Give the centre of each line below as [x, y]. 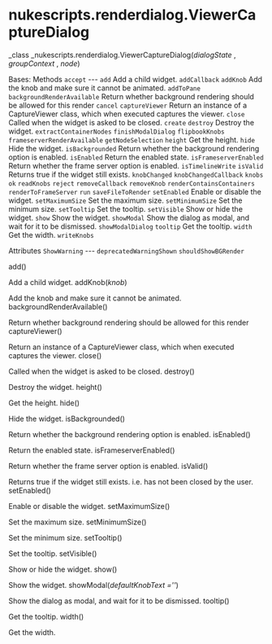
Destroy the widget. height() [56, 387]
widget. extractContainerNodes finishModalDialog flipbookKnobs [117, 131]
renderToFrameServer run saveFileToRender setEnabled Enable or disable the [135, 191]
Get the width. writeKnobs [52, 234]
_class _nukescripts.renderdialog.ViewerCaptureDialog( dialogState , [123, 55]
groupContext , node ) [44, 64]
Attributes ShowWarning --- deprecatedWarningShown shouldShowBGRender [127, 251]
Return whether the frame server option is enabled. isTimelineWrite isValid [136, 165]
